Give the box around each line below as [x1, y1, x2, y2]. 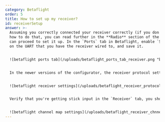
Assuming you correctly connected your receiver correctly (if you [9, 30, 151, 35]
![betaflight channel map [9, 110, 63, 115]
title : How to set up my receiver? [5, 16, 78, 21]
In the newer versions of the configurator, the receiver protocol [9, 70, 151, 75]
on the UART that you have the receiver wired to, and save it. [9, 44, 144, 49]
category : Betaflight [5, 7, 50, 12]
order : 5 [5, 12, 23, 17]
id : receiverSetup [5, 21, 43, 26]
